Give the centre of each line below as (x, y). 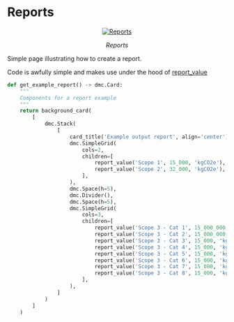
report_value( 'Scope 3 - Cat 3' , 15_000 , (155, 241)
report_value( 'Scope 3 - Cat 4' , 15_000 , (155, 247)
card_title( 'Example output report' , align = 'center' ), (150, 137)
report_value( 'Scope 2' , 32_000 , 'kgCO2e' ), (160, 169)
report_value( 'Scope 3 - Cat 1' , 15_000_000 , (162, 228)
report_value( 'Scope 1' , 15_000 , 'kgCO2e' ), (160, 163)
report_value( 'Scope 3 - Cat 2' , (143, 235)
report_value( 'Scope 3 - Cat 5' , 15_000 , (155, 254)
